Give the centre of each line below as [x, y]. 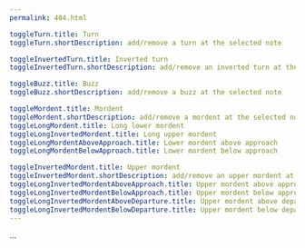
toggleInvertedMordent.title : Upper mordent [95, 168]
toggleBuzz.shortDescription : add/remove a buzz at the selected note [146, 93]
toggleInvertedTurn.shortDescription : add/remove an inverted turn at [146, 68]
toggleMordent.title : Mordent [67, 109]
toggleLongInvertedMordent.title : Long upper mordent [113, 134]
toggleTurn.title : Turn [54, 34]
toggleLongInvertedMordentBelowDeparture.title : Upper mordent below [144, 210]
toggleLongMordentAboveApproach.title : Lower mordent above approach [144, 143]
